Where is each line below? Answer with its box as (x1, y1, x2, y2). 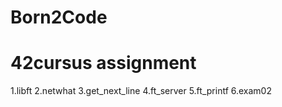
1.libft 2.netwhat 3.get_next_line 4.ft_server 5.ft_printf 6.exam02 (10, 85, 272, 97)
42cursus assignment (10, 52, 197, 75)
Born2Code (10, 6, 108, 29)
